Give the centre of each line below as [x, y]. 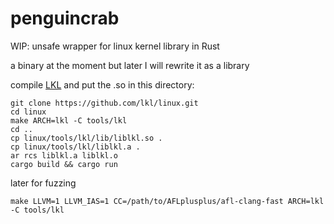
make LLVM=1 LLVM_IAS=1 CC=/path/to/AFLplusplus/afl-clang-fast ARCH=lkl [167, 201]
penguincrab [65, 18]
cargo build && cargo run [64, 164]
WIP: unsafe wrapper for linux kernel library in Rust [115, 46]
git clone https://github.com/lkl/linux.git [104, 103]
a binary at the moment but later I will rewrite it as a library [130, 65]
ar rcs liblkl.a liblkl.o [64, 155]
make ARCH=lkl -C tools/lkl [69, 120]
